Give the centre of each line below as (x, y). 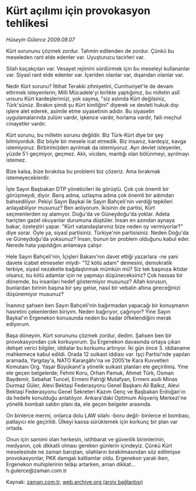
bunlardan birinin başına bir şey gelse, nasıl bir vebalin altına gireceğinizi (93, 287)
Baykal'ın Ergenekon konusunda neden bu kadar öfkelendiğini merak (89, 318)
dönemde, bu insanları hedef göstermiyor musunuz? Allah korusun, (87, 281)
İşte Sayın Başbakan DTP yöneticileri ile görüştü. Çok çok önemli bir (88, 189)
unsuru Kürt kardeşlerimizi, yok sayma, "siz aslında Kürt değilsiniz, (86, 99)
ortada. (15, 428)
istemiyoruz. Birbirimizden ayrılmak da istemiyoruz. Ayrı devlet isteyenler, (94, 147)
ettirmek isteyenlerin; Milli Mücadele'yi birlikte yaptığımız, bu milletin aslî (93, 92)
